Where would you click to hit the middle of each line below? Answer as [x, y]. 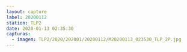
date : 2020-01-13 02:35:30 [40, 28]
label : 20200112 [26, 17]
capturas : [19, 34]
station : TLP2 [24, 23]
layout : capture [26, 12]
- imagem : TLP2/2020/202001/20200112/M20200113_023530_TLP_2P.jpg [97, 39]
